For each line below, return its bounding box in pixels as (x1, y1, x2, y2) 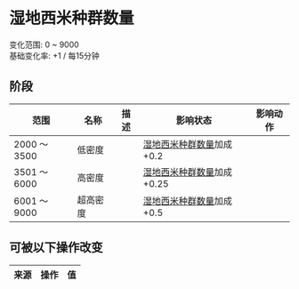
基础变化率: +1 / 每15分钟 (9, 50, 100, 60)
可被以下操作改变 (9, 240, 103, 255)
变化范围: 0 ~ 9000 (9, 39, 80, 50)
